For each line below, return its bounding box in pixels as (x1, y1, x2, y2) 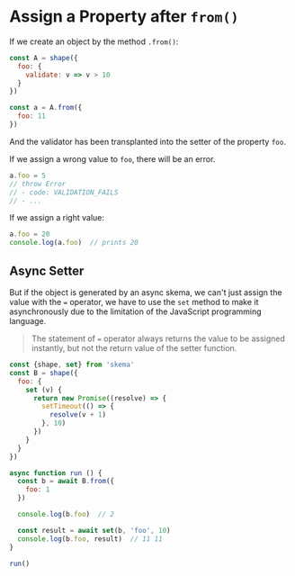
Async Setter (9, 263, 85, 278)
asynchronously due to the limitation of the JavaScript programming (9, 306, 263, 317)
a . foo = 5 (9, 171, 47, 180)
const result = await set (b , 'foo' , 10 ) (17, 526, 171, 535)
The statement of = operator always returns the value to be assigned (31, 333, 286, 344)
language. (9, 316, 47, 326)
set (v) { (25, 385, 63, 394)
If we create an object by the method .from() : (9, 36, 179, 47)
